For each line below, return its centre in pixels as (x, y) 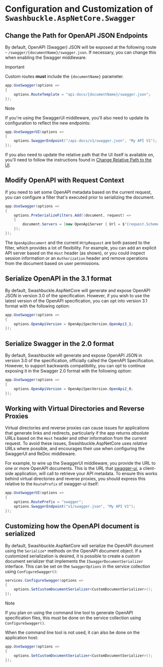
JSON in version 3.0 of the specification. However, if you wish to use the (77, 295)
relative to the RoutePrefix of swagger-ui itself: (52, 484)
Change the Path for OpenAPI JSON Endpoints (76, 35)
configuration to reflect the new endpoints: (48, 123)
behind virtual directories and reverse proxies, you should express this (75, 479)
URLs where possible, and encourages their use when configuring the (75, 449)
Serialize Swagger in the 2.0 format (59, 344)
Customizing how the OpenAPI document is (72, 526)
